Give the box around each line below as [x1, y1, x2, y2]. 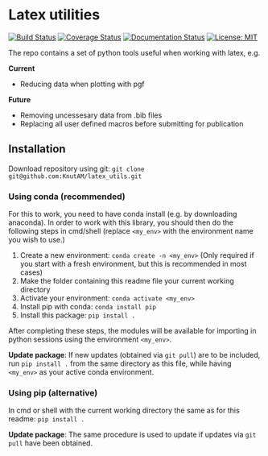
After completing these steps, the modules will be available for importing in [8, 326, 257, 336]
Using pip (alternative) [8, 387, 98, 398]
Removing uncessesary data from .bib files [19, 110, 163, 120]
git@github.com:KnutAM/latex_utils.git [8, 172, 142, 180]
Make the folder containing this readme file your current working [19, 276, 235, 286]
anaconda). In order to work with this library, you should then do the [8, 218, 234, 227]
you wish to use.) [8, 235, 66, 245]
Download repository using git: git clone [8, 164, 145, 173]
